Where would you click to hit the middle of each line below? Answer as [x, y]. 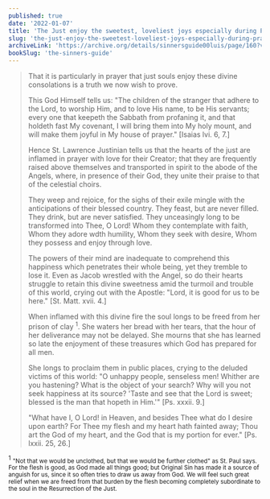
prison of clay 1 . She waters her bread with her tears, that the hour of [142, 326]
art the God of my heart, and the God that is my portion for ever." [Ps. [142, 435]
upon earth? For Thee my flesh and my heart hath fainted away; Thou [143, 426]
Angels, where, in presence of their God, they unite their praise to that [143, 175]
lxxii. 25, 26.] [49, 443]
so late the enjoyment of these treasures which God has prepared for [142, 344]
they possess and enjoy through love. [90, 243]
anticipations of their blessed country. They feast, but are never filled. [143, 208]
